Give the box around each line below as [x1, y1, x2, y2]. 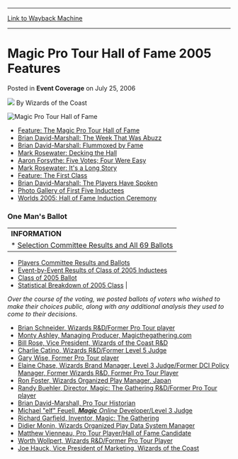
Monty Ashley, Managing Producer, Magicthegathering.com [17, 331, 193, 340]
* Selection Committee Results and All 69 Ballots [11, 240, 174, 250]
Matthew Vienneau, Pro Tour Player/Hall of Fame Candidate [17, 429, 191, 438]
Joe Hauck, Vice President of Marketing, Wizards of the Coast [17, 444, 200, 453]
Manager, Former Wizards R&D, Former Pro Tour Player [17, 369, 179, 378]
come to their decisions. [7, 310, 78, 319]
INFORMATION [11, 229, 62, 239]
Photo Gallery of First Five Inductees [17, 186, 125, 195]
